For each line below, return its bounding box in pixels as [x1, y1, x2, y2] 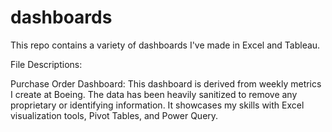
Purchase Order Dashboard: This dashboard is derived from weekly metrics [10, 77, 322, 90]
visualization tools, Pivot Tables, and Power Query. [10, 109, 219, 121]
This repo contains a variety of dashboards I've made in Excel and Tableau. [10, 39, 321, 51]
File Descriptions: [10, 58, 83, 70]
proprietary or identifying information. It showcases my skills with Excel [10, 99, 305, 111]
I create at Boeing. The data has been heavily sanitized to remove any [10, 88, 298, 100]
